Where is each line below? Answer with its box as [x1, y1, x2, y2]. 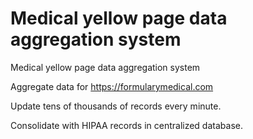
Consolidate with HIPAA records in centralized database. [10, 119, 243, 131]
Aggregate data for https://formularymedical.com [10, 80, 214, 92]
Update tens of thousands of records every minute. [10, 100, 222, 112]
